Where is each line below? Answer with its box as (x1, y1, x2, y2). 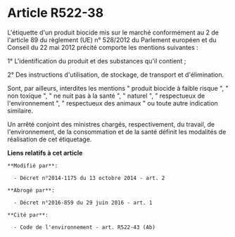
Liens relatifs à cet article (7, 148, 83, 157)
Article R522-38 (7, 5, 104, 21)
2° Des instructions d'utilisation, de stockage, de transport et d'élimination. (7, 70, 224, 79)
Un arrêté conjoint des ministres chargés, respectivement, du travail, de (7, 120, 215, 128)
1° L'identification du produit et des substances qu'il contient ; (7, 56, 186, 65)
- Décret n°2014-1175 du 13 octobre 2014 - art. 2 (13, 174, 165, 181)
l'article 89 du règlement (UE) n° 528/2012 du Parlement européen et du (7, 35, 217, 44)
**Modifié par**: (7, 162, 58, 169)
